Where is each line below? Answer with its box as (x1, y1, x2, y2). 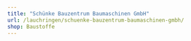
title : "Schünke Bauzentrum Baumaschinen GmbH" (7, 10, 150, 17)
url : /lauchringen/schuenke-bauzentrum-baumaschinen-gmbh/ (7, 17, 185, 24)
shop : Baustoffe (7, 23, 55, 30)
